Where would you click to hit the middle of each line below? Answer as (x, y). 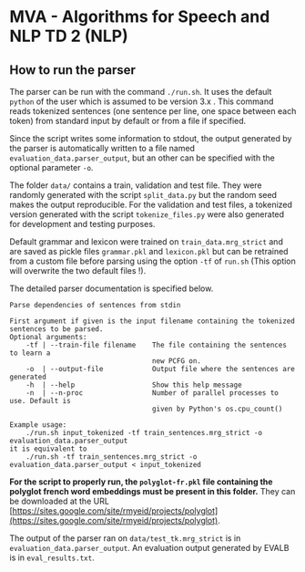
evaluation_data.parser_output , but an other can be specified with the (142, 158)
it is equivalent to (49, 449)
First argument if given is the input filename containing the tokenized (152, 321)
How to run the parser (73, 70)
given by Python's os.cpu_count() (217, 409)
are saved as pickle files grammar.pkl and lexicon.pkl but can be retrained (149, 251)
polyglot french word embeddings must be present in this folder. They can (152, 491)
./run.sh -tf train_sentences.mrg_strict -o (112, 457)
